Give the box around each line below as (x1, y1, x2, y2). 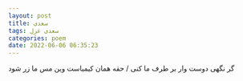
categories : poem (8, 34, 67, 43)
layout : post (8, 11, 52, 20)
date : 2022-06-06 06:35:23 (8, 42, 99, 50)
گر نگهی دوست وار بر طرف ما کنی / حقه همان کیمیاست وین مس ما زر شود (8, 63, 235, 73)
